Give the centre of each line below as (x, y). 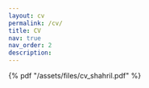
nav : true (25, 38)
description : (30, 53)
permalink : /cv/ (35, 23)
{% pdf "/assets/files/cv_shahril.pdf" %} (75, 76)
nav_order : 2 (30, 46)
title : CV (25, 30)
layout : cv (27, 16)
